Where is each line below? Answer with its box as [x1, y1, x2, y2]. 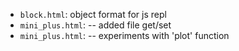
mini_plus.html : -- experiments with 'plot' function [19, 30, 230, 41]
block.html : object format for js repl [19, 9, 167, 20]
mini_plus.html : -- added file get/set [19, 19, 172, 31]
